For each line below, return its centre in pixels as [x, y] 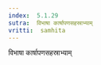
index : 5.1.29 [33, 15]
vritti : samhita [37, 30]
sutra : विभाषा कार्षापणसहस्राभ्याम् [50, 23]
